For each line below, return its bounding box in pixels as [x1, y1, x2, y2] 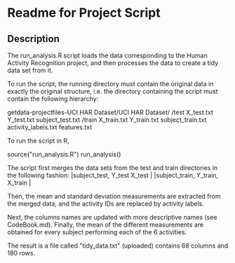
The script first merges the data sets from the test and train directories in [7, 164, 218, 172]
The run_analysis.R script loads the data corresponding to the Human [7, 51, 208, 59]
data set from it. [7, 66, 53, 74]
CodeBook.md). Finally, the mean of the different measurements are [7, 220, 204, 229]
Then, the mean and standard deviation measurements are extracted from [7, 192, 221, 200]
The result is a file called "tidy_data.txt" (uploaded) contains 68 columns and [7, 241, 229, 250]
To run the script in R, [7, 136, 69, 145]
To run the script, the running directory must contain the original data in [7, 80, 214, 88]
